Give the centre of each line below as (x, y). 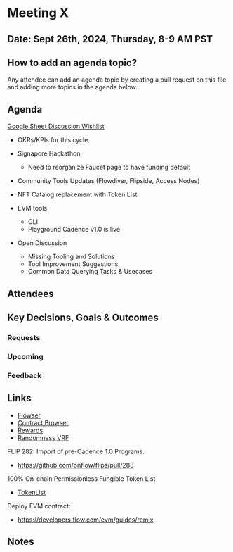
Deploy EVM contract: (39, 506)
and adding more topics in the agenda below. (73, 87)
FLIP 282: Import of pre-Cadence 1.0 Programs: (76, 451)
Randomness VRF (43, 437)
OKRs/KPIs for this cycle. (53, 140)
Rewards (30, 430)
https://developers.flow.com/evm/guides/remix (85, 520)
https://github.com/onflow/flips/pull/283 (76, 465)
